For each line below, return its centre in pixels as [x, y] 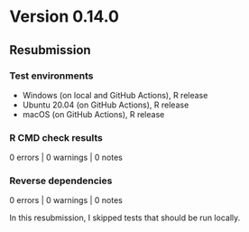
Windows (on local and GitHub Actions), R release [115, 95]
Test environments [51, 76]
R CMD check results [56, 137]
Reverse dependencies [61, 181]
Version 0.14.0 [65, 17]
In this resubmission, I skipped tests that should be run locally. [125, 218]
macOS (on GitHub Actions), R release [93, 114]
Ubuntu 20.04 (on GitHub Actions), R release [106, 105]
